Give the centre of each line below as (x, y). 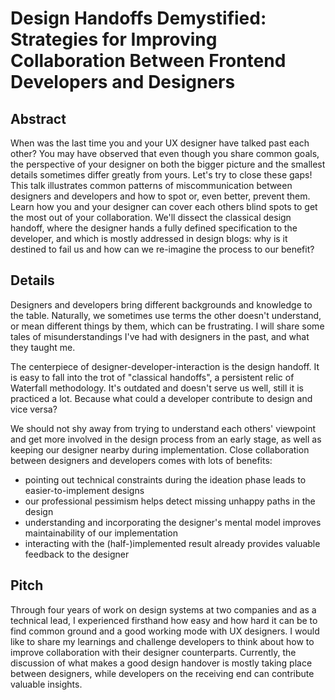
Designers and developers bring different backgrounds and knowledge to (161, 304)
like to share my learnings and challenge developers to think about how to (162, 641)
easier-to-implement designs (84, 490)
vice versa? (34, 409)
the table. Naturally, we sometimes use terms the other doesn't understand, (166, 315)
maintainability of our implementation (101, 533)
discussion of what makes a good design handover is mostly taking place (161, 663)
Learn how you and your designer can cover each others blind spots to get (164, 206)
